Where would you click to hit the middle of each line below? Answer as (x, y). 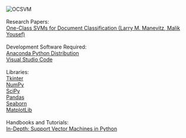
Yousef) (16, 34)
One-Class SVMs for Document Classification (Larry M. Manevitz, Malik (93, 28)
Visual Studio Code (30, 60)
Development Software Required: (46, 47)
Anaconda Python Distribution (43, 53)
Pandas (15, 97)
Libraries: (18, 72)
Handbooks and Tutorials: (37, 122)
